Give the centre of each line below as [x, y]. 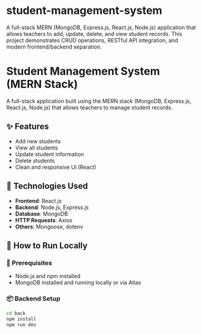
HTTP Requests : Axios [44, 220]
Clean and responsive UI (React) [56, 167]
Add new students [38, 141]
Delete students [35, 160]
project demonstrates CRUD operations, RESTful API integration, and [92, 40]
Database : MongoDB [42, 214]
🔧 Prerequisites [29, 263]
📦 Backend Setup [33, 299]
